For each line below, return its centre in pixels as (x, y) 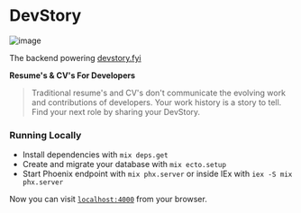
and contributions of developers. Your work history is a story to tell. (156, 102)
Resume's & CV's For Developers (73, 75)
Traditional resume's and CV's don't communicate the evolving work (159, 93)
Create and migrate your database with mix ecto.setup (124, 164)
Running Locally (46, 135)
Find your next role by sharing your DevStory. (116, 111)
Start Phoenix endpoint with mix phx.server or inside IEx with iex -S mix (157, 174)
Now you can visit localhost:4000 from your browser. (108, 200)
